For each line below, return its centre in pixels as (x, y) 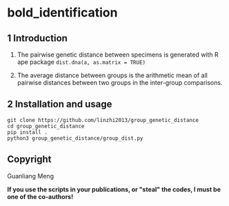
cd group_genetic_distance (46, 126)
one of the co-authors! (40, 196)
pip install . (28, 132)
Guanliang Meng (30, 176)
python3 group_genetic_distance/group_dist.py (75, 138)
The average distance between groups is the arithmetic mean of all (112, 75)
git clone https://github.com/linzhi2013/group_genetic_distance (103, 120)
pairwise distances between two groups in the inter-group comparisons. (120, 83)
